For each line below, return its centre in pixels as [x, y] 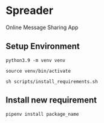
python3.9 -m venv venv [36, 60]
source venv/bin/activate [38, 71]
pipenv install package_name [42, 114]
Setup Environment [43, 46]
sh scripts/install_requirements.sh [52, 81]
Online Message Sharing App [42, 27]
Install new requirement [51, 100]
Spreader [30, 11]
